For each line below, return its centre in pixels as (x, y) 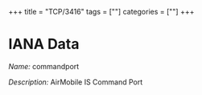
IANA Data (44, 44)
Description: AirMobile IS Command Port (76, 82)
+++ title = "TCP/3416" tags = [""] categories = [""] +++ (101, 12)
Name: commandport (44, 66)
